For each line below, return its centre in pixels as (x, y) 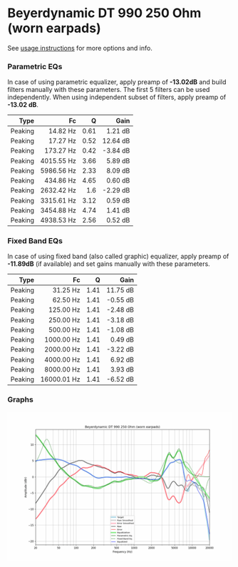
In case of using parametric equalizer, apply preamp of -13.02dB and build (117, 82)
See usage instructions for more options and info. (80, 48)
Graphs (20, 399)
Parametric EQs (35, 66)
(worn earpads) (54, 28)
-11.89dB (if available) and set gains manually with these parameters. (109, 264)
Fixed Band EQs (35, 240)
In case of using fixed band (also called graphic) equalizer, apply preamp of (118, 256)
